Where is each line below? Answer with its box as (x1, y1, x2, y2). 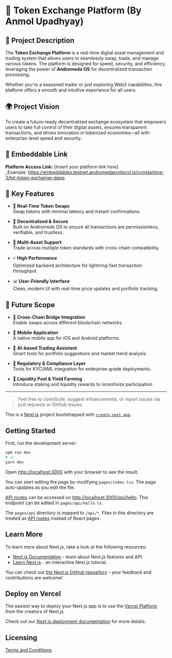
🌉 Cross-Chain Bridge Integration (12, 314, 85, 320)
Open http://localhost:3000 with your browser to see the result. (5, 469, 139, 475)
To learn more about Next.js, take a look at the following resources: (5, 543, 147, 550)
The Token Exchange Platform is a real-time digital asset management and (5, 50, 164, 56)
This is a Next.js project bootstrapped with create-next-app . (5, 411, 132, 418)
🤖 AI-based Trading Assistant (12, 345, 77, 351)
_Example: (5, 169, 27, 175)
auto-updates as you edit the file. (5, 484, 75, 490)
